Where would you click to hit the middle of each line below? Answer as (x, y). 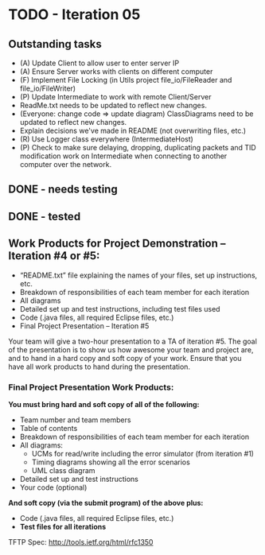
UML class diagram (63, 470)
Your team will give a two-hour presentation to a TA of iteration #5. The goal (132, 341)
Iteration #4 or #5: (54, 256)
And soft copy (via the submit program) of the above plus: (106, 503)
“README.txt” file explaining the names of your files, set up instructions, (138, 275)
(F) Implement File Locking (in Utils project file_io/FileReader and (126, 80)
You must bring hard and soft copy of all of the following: (104, 404)
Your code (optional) (53, 487)
